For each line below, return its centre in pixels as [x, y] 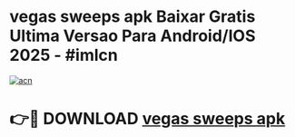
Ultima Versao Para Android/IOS [133, 36]
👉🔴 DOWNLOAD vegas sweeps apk [147, 119]
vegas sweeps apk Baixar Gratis [133, 17]
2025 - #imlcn [64, 55]
